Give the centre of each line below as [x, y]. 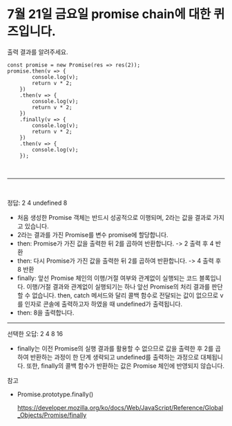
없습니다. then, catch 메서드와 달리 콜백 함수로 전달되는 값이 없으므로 [125, 295]
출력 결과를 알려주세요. [38, 52]
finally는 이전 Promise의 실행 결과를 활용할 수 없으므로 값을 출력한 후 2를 [115, 348]
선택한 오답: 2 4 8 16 [35, 333]
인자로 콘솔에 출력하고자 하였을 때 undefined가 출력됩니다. [104, 304]
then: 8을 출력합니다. [46, 313]
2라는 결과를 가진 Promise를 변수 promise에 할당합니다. [93, 234]
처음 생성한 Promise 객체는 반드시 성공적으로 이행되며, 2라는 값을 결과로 [114, 217]
